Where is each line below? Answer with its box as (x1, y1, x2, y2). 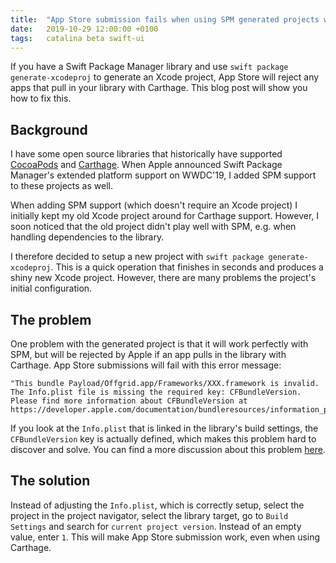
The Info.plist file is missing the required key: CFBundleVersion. (10, 387, 302, 397)
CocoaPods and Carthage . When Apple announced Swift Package (10, 159, 283, 171)
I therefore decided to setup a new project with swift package (10, 251, 265, 263)
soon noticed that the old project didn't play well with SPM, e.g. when (10, 221, 297, 233)
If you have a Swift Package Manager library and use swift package (10, 61, 289, 73)
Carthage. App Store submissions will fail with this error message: (10, 359, 282, 371)
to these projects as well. (10, 180, 113, 192)
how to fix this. (10, 92, 72, 105)
